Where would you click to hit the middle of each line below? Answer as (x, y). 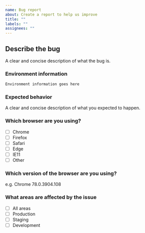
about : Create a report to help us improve (51, 15)
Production (24, 214)
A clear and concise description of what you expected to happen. (73, 108)
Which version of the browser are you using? (61, 173)
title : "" (16, 19)
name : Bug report (23, 10)
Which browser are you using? (43, 121)
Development (26, 225)
